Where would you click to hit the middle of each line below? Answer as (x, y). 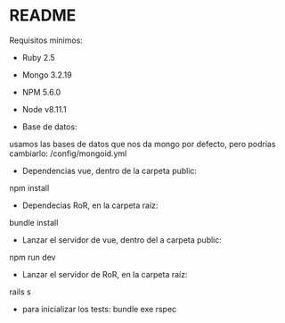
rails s (20, 292)
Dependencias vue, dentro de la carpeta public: (110, 170)
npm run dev (33, 257)
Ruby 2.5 (38, 57)
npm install (29, 187)
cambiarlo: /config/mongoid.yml (68, 153)
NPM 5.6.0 (41, 92)
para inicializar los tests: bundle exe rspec (99, 309)
